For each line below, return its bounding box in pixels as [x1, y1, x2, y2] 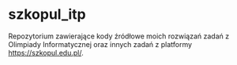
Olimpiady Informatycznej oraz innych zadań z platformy [8, 39, 192, 49]
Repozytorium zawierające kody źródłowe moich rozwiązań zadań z [8, 31, 230, 41]
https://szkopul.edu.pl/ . [8, 48, 85, 57]
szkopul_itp [8, 5, 86, 23]
